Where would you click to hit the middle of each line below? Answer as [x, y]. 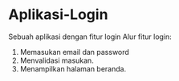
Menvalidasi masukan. [57, 60]
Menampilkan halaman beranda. [73, 68]
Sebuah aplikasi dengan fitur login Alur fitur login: [90, 37]
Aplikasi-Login [58, 15]
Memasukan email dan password [75, 52]
